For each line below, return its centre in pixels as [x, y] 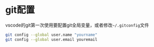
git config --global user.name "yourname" [51, 35]
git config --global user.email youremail [51, 39]
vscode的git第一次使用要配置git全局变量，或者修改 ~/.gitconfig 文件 [77, 25]
